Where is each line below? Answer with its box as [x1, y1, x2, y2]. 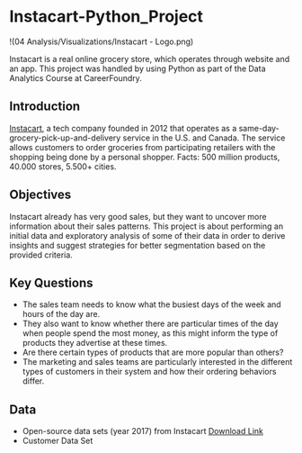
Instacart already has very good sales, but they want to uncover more [9, 211, 267, 222]
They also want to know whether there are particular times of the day [22, 318, 279, 330]
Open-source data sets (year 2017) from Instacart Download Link [22, 426, 263, 437]
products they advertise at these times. [22, 338, 168, 349]
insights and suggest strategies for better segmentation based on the [9, 240, 266, 250]
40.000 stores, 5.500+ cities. [9, 160, 117, 172]
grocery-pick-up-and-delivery [9, 132, 121, 143]
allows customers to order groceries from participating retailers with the [9, 141, 276, 152]
